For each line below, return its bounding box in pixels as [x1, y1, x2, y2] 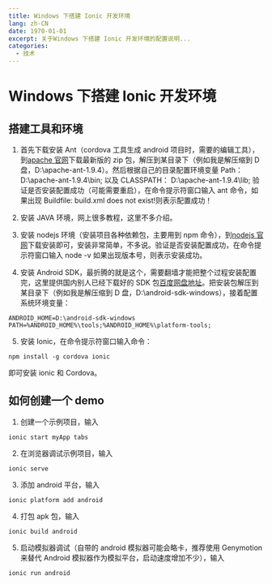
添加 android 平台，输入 [19, 479, 100, 489]
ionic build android [8, 527, 79, 535]
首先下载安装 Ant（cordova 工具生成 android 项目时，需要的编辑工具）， [19, 145, 259, 154]
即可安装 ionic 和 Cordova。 [8, 368, 102, 377]
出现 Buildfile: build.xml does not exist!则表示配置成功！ [27, 195, 213, 205]
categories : [8, 42, 49, 50]
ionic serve [8, 464, 49, 473]
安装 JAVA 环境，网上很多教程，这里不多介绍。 [19, 213, 177, 222]
